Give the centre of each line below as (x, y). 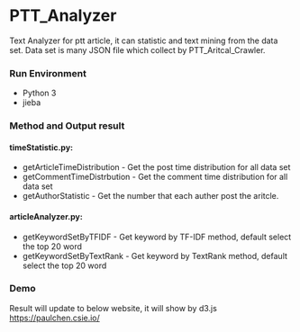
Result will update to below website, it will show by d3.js (114, 308)
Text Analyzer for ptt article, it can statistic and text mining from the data (144, 40)
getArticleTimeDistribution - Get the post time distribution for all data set (156, 167)
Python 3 (39, 93)
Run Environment (48, 73)
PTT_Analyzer (63, 16)
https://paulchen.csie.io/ (55, 318)
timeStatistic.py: (41, 147)
